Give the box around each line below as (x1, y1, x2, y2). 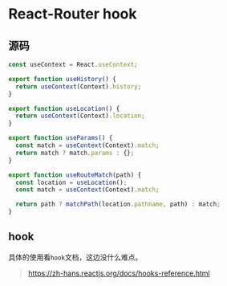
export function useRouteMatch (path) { (8, 170, 142, 179)
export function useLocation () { (8, 104, 120, 112)
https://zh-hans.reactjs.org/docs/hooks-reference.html (27, 268, 210, 278)
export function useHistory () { (8, 75, 116, 83)
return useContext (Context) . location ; (15, 112, 146, 121)
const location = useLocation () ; (15, 178, 128, 186)
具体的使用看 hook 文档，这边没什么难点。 (8, 252, 143, 262)
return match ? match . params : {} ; (15, 149, 135, 157)
